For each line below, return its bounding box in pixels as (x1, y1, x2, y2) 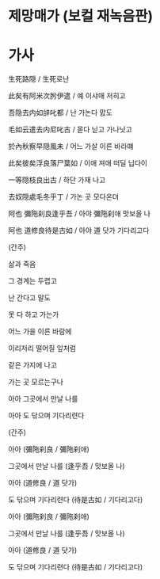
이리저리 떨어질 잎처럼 (8, 344, 77, 353)
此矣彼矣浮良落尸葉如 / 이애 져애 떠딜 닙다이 (8, 158, 148, 168)
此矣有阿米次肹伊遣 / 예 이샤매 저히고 (8, 91, 126, 101)
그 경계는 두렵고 (8, 276, 58, 286)
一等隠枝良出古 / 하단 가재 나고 (8, 175, 106, 185)
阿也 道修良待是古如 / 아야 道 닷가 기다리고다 (8, 226, 150, 235)
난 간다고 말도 (8, 293, 51, 303)
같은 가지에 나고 (8, 360, 58, 370)
